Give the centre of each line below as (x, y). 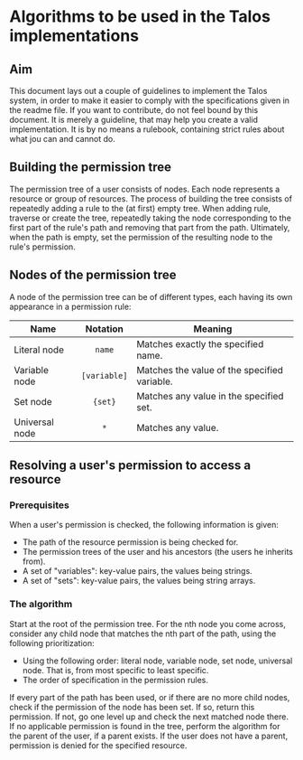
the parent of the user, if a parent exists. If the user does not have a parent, (149, 736)
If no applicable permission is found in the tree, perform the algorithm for (145, 726)
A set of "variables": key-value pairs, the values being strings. (137, 571)
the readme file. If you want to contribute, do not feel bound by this (134, 110)
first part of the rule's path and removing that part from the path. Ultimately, (150, 227)
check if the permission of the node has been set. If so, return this (132, 707)
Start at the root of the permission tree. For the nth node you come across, (147, 624)
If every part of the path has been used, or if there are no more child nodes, (150, 697)
